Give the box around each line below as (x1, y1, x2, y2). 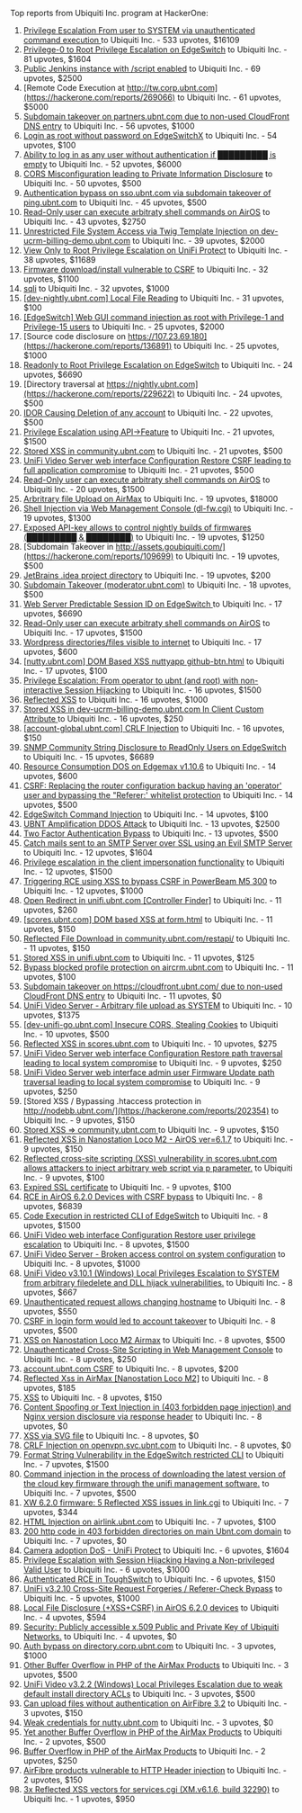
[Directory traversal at (22, 379, 105, 390)
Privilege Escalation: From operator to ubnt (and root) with (22, 675, 239, 686)
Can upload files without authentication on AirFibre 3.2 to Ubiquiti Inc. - (22, 1698, 288, 1709)
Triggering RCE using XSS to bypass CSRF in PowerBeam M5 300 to (22, 876, 278, 886)
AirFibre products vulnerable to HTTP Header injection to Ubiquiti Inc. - (22, 1765, 287, 1775)
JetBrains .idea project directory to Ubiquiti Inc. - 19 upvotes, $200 (22, 570, 271, 580)
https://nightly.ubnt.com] (106, 379, 199, 390)
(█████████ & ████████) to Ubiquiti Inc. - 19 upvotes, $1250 (22, 532, 265, 543)
